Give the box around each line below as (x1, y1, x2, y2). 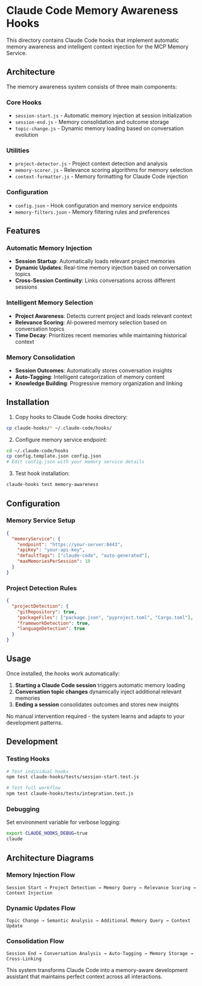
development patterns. (6, 718, 63, 726)
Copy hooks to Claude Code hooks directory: (15, 413, 128, 421)
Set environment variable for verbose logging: (6, 818, 121, 826)
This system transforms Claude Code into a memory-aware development (6, 967, 188, 974)
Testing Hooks (6, 755, 50, 763)
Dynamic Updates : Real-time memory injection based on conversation (15, 264, 192, 271)
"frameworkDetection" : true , (17, 620, 91, 626)
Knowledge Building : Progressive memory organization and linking (15, 380, 183, 387)
